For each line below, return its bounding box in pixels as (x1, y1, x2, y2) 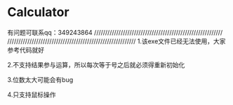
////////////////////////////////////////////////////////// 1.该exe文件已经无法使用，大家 (7, 36, 226, 45)
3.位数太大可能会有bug (7, 75, 74, 84)
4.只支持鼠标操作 (7, 90, 56, 99)
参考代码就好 (7, 45, 44, 54)
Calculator (7, 4, 69, 20)
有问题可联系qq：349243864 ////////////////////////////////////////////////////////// (7, 28, 223, 36)
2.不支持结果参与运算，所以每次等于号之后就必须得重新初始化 (7, 60, 185, 69)
